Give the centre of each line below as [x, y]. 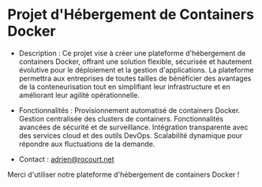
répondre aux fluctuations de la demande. [87, 144]
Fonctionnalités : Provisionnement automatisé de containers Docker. [129, 110]
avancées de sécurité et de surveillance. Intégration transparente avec [133, 127]
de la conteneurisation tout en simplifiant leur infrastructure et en [124, 86]
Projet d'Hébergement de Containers [131, 15]
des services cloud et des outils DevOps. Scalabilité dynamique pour [131, 135]
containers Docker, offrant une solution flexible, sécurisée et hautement [135, 62]
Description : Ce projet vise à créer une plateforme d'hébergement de [132, 53]
